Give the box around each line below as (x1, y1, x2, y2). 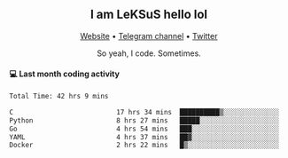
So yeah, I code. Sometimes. (97, 48, 201, 59)
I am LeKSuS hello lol (90, 7, 208, 22)
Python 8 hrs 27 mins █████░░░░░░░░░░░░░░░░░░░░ (9, 115, 279, 125)
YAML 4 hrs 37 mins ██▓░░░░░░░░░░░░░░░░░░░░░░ (9, 132, 279, 141)
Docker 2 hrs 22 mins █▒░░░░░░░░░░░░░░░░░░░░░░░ (9, 141, 279, 150)
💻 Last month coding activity (9, 68, 120, 79)
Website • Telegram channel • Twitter (80, 30, 218, 41)
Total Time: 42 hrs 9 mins (9, 92, 109, 101)
